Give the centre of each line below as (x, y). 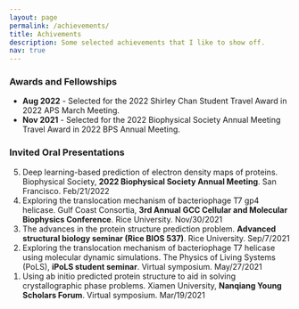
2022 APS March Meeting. (71, 110)
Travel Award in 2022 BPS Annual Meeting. (101, 129)
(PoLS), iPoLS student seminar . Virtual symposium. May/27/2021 (142, 266)
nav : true (28, 51)
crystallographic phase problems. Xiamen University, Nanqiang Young (152, 285)
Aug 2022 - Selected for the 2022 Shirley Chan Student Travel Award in (154, 101)
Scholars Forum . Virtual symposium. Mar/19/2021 (113, 295)
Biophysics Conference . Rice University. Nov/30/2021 (122, 219)
